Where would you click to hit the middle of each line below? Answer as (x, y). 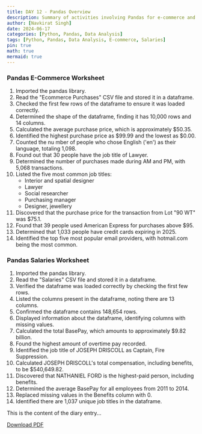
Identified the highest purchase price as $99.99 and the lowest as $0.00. (106, 136)
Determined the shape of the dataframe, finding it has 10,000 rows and (103, 116)
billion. (24, 338)
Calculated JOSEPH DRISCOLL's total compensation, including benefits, (105, 363)
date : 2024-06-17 (29, 29)
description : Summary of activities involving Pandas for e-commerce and (101, 17)
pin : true (19, 46)
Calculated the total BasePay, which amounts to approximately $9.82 (101, 331)
